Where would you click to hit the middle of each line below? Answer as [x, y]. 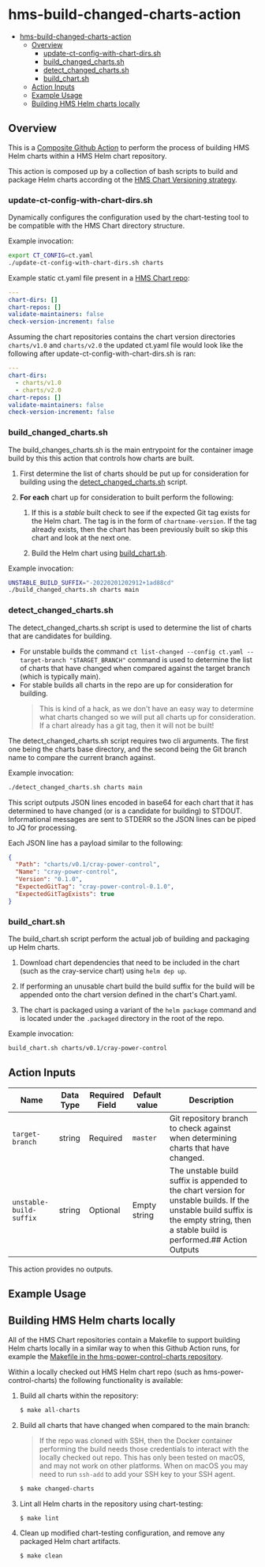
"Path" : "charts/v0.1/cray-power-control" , [88, 864]
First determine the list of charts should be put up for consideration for [134, 473]
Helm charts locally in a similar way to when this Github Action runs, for [124, 1348]
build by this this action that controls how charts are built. [101, 458]
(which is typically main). [60, 676]
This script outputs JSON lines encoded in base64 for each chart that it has [131, 802]
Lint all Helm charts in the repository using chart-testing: [111, 1504]
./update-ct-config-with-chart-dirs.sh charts [86, 262]
